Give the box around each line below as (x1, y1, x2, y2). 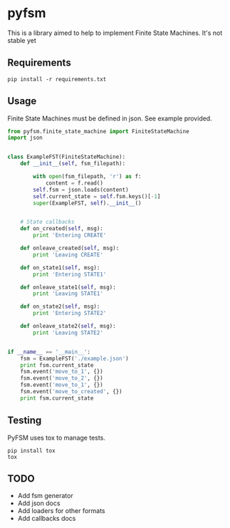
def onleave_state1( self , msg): (20, 284, 116, 291)
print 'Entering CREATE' (33, 232, 107, 239)
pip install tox (7, 447, 56, 454)
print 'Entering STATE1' (33, 271, 107, 278)
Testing (7, 415, 42, 427)
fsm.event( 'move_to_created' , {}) (20, 388, 122, 395)
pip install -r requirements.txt (7, 76, 107, 83)
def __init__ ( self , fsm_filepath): (20, 160, 126, 167)
